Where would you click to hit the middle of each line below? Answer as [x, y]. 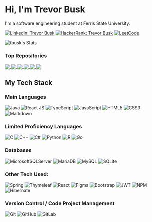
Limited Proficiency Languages [44, 127]
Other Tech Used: [27, 174]
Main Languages [26, 97]
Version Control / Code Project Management [60, 203]
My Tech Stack [29, 83]
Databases [18, 150]
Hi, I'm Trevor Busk [45, 9]
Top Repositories [26, 55]
